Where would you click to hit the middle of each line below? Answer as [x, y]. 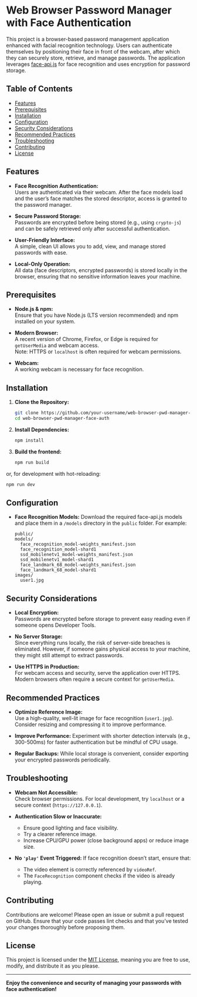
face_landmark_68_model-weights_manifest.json [78, 565]
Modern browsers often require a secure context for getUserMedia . [94, 679]
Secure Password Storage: [48, 216]
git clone [27, 413]
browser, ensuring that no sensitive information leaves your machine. [98, 276]
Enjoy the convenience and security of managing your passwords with [94, 983]
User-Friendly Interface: [45, 240]
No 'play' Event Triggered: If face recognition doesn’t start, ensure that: [103, 858]
